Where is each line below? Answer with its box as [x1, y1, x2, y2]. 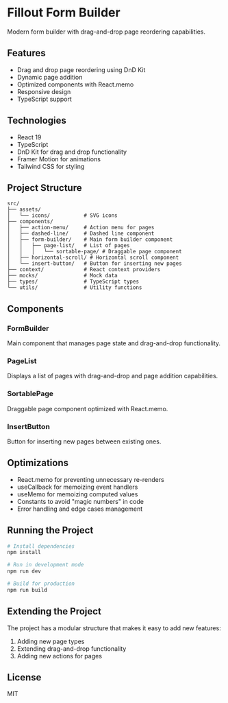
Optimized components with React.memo [16, 80, 134, 89]
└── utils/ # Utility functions [7, 284, 142, 291]
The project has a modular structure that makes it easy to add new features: [7, 623, 221, 632]
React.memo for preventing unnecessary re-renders [16, 475, 164, 483]
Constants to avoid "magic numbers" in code [16, 497, 144, 505]
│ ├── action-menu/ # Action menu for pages [7, 224, 155, 231]
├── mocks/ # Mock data [7, 273, 118, 279]
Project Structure [7, 182, 82, 194]
